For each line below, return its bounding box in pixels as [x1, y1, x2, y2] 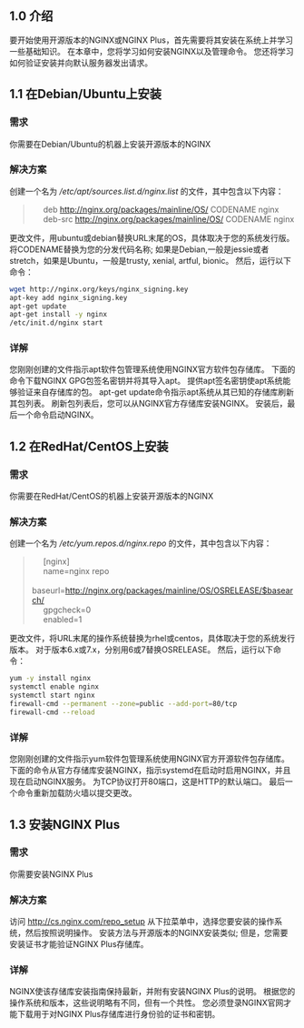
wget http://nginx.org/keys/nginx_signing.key [9, 285, 189, 294]
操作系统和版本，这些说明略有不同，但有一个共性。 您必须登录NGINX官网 [9, 997, 284, 1008]
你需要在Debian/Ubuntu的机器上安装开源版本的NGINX [9, 138, 211, 149]
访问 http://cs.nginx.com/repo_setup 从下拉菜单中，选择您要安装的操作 [9, 916, 275, 927]
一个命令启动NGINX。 [16, 409, 99, 420]
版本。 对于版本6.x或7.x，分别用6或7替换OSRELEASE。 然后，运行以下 [9, 644, 274, 655]
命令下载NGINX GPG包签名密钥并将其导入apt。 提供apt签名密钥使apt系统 [9, 376, 283, 387]
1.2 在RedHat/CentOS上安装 [9, 438, 170, 454]
